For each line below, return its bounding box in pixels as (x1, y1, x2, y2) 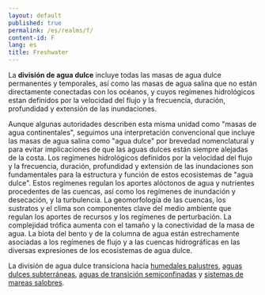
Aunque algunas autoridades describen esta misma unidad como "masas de (8, 120, 257, 128)
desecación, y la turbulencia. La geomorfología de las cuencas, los (8, 195, 226, 205)
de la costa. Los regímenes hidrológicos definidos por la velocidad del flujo (8, 153, 253, 163)
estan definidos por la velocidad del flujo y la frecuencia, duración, (8, 96, 225, 105)
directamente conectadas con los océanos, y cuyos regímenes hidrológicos (8, 87, 256, 96)
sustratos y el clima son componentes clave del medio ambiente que (8, 204, 232, 213)
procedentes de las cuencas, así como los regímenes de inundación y (8, 187, 236, 196)
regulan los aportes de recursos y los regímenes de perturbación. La (8, 212, 232, 221)
